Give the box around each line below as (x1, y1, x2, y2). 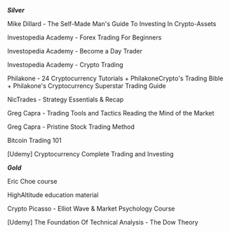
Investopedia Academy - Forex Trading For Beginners (7, 33, 162, 42)
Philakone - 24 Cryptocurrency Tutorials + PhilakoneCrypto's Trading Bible (7, 74, 224, 82)
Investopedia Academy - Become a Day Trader (7, 47, 142, 55)
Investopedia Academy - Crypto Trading (7, 61, 124, 69)
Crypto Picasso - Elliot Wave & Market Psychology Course (7, 204, 175, 213)
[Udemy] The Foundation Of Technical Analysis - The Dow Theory (7, 218, 198, 226)
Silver (7, 6, 25, 14)
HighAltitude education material (7, 191, 99, 199)
